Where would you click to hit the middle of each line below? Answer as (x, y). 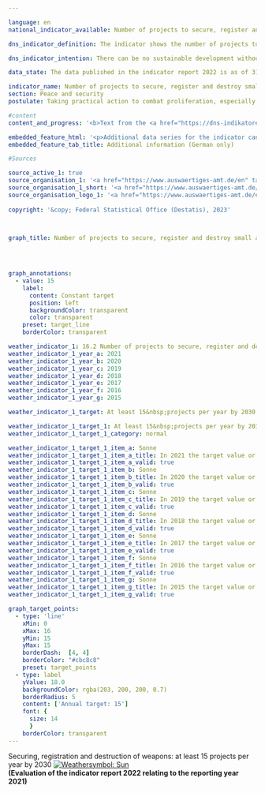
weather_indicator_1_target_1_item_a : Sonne (82, 448)
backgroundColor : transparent (78, 310)
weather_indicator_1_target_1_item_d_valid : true (91, 529)
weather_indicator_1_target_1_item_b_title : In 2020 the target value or (132, 477)
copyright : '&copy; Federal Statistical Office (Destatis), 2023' (119, 210)
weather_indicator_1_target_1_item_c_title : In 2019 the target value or (132, 499)
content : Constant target (71, 296)
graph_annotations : (40, 274)
